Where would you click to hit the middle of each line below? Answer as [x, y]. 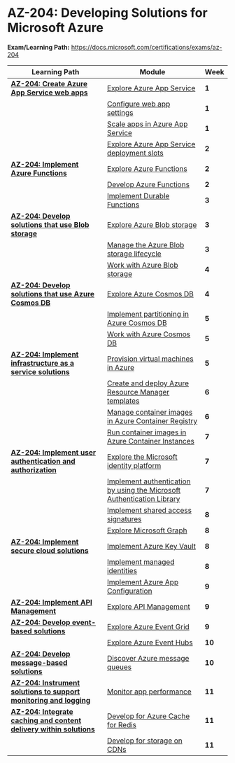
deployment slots [136, 153]
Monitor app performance [150, 692]
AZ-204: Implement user [54, 452]
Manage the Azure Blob [146, 245]
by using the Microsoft [144, 490]
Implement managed [141, 562]
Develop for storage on [145, 741]
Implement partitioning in [148, 314]
